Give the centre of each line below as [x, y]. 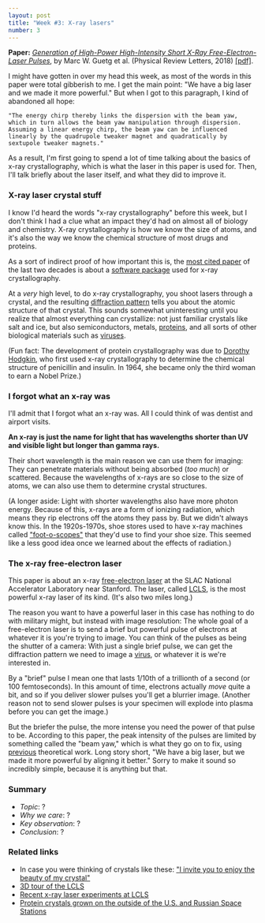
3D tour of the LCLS [52, 886]
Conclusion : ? [42, 831]
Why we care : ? [45, 815]
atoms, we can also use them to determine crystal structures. [108, 485]
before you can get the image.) [58, 712]
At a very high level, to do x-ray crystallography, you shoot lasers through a [131, 293]
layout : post [30, 15]
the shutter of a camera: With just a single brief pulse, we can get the [120, 646]
